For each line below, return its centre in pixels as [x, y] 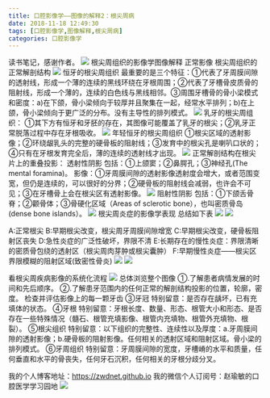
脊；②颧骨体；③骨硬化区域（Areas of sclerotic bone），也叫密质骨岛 [126, 203]
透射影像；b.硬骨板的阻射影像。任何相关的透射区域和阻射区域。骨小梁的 [142, 339]
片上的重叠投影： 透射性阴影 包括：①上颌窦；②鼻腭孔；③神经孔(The [128, 163]
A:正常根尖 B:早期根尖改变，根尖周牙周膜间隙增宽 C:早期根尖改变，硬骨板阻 [134, 231]
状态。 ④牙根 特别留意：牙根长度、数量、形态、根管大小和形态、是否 [146, 308]
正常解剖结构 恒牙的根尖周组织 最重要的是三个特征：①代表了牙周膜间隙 [133, 73]
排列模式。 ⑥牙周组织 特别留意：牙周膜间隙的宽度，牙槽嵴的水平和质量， [132, 349]
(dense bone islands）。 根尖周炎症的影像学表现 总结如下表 [111, 214]
